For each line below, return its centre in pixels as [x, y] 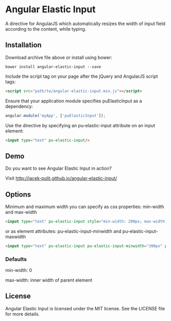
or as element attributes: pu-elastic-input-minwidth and [63, 231]
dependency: [19, 106]
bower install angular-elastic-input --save [53, 67]
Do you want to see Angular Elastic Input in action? [59, 168]
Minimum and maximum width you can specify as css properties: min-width [85, 207]
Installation [23, 45]
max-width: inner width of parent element [49, 280]
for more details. [22, 314]
